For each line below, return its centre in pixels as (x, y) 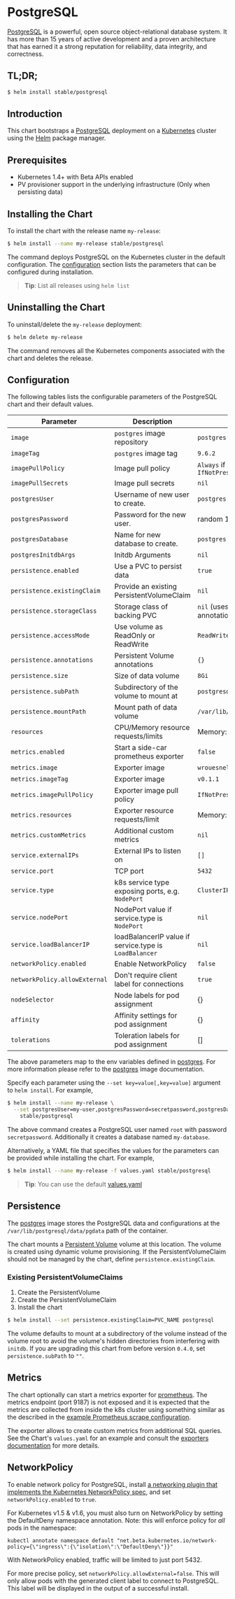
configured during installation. (51, 272)
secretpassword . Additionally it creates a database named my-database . (109, 1137)
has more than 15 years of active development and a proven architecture (112, 39)
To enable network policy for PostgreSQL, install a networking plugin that (113, 1484)
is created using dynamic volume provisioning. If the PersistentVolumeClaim (116, 1252)
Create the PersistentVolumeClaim (67, 1300)
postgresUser (33, 499)
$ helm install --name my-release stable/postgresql (86, 244)
